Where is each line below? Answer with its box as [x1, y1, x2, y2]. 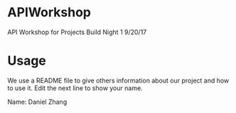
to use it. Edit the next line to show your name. [7, 83, 144, 92]
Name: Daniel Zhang [7, 97, 68, 106]
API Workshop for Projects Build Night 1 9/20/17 [7, 28, 147, 36]
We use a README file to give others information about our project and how [7, 76, 230, 85]
